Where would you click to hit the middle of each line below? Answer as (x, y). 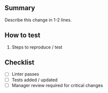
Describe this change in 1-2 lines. (38, 20)
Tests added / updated (35, 80)
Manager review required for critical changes (57, 85)
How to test (22, 35)
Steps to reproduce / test (37, 47)
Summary (20, 8)
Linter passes (26, 74)
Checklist (20, 62)
